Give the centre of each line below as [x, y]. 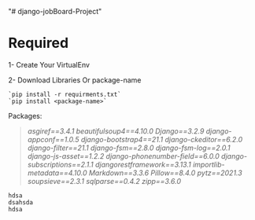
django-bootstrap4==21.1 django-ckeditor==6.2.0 [162, 139]
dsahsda [21, 202]
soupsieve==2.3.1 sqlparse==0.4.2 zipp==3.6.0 [104, 181]
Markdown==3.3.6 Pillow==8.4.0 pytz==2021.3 [165, 173]
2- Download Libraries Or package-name [75, 80]
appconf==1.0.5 [53, 139]
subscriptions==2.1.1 [60, 164]
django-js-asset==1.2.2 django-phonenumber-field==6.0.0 [124, 156]
